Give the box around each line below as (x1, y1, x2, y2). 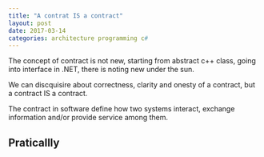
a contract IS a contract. (8, 89, 88, 99)
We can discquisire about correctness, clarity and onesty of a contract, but (8, 80, 256, 90)
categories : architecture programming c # (8, 34, 149, 42)
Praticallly (8, 135, 60, 149)
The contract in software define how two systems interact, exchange (8, 104, 235, 114)
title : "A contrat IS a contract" (8, 11, 124, 20)
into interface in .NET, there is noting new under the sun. (8, 65, 194, 74)
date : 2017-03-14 (8, 26, 66, 34)
